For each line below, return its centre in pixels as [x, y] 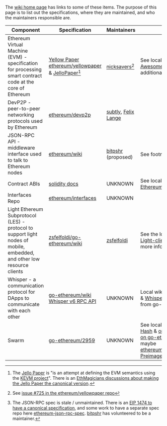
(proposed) [120, 157]
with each [19, 310]
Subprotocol [22, 215]
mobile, [16, 247]
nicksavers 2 [120, 66]
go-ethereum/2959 [72, 340]
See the [149, 234]
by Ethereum [22, 127]
